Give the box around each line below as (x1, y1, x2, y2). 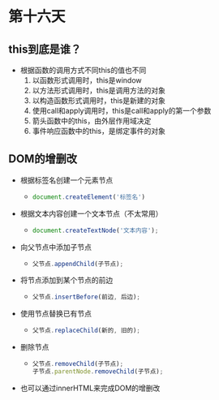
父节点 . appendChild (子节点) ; (32, 260, 124, 268)
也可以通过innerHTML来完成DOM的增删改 (19, 383, 161, 393)
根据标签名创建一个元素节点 (19, 175, 114, 185)
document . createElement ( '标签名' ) (32, 192, 146, 201)
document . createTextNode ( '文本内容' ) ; (32, 226, 159, 234)
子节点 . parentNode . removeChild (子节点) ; (32, 368, 164, 376)
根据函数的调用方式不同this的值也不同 (19, 66, 147, 75)
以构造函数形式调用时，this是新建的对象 (32, 96, 166, 105)
